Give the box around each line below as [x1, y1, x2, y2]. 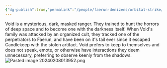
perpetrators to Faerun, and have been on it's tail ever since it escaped [5, 36, 151, 42]
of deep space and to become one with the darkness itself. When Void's [5, 26, 153, 32]
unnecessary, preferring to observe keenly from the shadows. [5, 52, 132, 58]
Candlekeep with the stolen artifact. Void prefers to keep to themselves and [5, 41, 160, 47]
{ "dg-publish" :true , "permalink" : [5, 7, 75, 12]
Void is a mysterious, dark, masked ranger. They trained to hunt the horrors [5, 21, 159, 27]
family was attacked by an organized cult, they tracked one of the [5, 31, 140, 37]
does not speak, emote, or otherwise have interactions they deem [5, 47, 140, 53]
